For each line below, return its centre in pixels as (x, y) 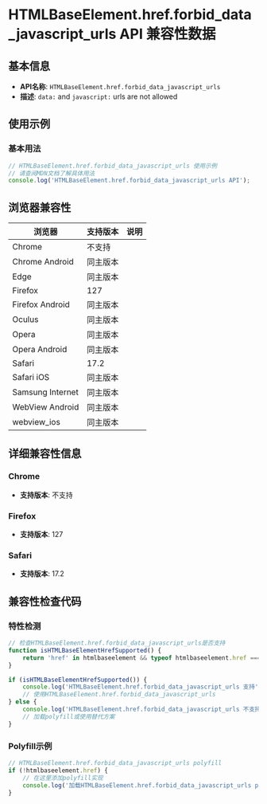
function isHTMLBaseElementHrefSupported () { (85, 650)
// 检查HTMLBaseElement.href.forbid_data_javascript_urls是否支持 (117, 643)
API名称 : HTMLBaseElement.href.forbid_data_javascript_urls (120, 86)
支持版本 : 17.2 (42, 574)
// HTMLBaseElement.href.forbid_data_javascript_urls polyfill (115, 763)
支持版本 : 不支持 (46, 495)
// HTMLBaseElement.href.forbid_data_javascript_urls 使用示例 (112, 166)
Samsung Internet (46, 392)
